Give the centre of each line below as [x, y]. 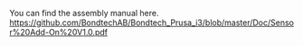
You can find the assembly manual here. [84, 13]
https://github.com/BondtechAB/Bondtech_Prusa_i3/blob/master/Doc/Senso [151, 23]
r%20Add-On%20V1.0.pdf [59, 32]
